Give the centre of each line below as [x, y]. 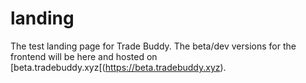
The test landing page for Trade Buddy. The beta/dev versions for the [153, 46]
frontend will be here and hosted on [84, 56]
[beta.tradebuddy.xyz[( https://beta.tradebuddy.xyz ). [118, 67]
